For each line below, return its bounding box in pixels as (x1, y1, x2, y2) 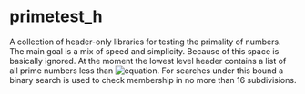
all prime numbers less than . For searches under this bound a (9, 65, 284, 76)
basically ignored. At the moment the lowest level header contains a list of (9, 55, 287, 66)
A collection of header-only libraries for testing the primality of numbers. (9, 36, 281, 47)
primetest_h (9, 6, 103, 27)
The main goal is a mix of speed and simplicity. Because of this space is (9, 45, 280, 56)
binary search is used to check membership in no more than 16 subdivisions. (9, 74, 297, 85)
